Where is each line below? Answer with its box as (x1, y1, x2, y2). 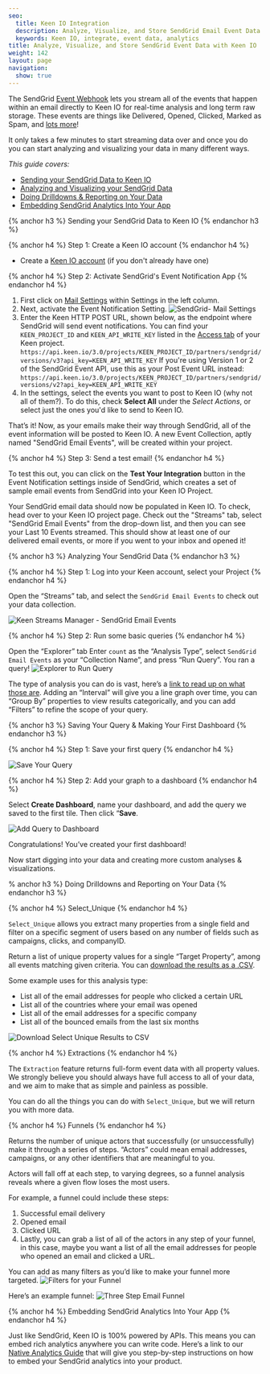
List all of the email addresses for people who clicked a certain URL (19, 991, 243, 1001)
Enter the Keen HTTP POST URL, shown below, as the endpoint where (19, 312, 252, 322)
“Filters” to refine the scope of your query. (8, 705, 149, 714)
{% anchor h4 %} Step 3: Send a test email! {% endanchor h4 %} (8, 453, 225, 463)
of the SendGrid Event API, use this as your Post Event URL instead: (19, 364, 244, 373)
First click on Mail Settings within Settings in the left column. (19, 295, 219, 305)
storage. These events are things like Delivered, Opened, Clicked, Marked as (8, 110, 262, 121)
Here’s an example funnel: (8, 1290, 95, 1300)
